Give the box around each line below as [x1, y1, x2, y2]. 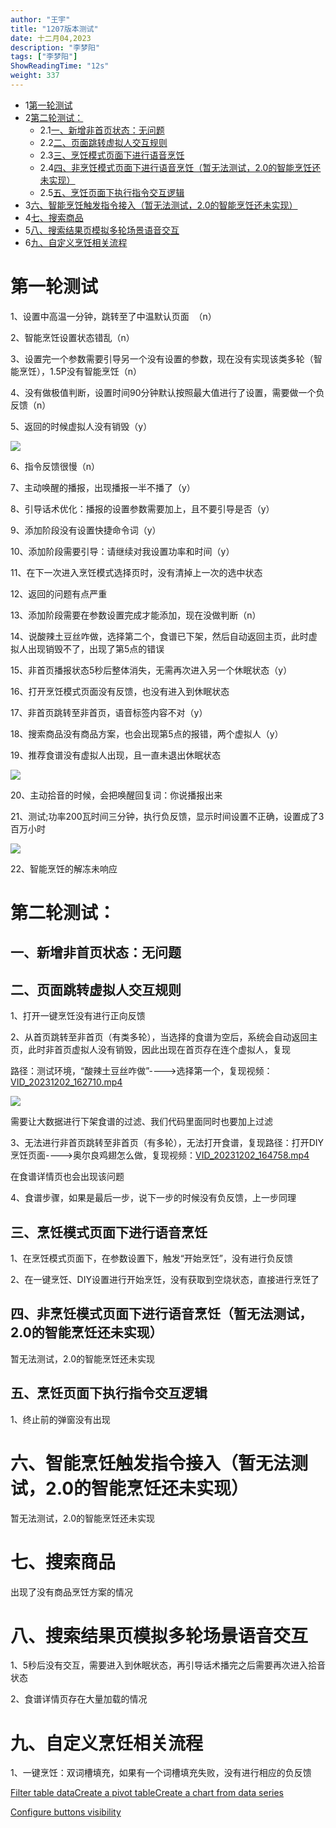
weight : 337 [10, 71, 60, 81]
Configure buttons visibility [10, 1806, 122, 1818]
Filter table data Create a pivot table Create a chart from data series [10, 1787, 284, 1799]
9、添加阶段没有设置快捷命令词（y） [10, 524, 162, 536]
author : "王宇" [10, 14, 71, 25]
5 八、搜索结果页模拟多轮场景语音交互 [24, 224, 180, 236]
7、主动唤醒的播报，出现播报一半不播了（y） [10, 481, 196, 493]
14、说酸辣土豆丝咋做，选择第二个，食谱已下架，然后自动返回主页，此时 [10, 630, 309, 642]
